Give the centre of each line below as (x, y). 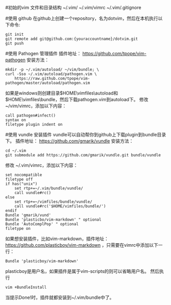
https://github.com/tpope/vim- (114, 53)
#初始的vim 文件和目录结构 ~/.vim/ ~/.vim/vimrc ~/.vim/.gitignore (73, 7)
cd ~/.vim (16, 151)
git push (15, 43)
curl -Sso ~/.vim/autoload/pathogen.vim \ (51, 74)
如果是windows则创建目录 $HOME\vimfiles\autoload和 (62, 93)
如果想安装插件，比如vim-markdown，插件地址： (57, 239)
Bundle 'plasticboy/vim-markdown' (42, 261)
